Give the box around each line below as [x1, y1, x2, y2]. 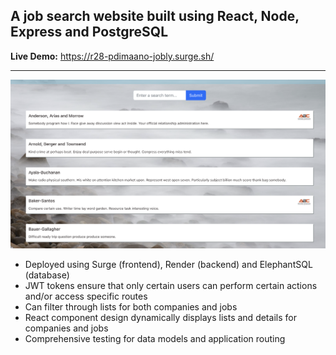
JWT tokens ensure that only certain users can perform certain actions [24, 280, 318, 292]
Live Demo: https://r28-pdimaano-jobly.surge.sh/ [10, 50, 215, 62]
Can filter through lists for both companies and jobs [24, 301, 238, 313]
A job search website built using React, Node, [10, 8, 300, 25]
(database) [24, 269, 70, 281]
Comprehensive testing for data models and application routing [24, 333, 286, 345]
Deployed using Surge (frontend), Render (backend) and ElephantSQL [24, 259, 313, 271]
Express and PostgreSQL [10, 24, 169, 41]
